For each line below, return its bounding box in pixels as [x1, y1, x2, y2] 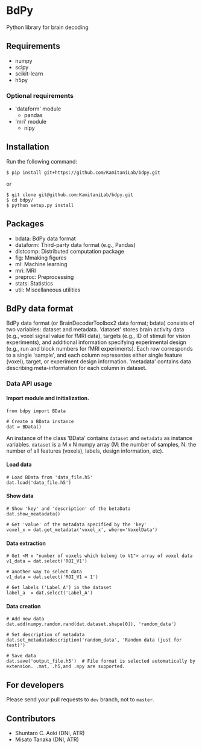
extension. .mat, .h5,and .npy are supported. [6, 663, 125, 670]
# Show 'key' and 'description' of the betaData [6, 506, 131, 512]
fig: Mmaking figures [14, 254, 67, 261]
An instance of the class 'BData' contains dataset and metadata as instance [6, 434, 193, 441]
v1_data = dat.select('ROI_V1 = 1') [6, 574, 98, 580]
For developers [6, 680, 65, 690]
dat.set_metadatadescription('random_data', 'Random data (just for [6, 637, 182, 643]
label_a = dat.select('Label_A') [6, 590, 93, 596]
